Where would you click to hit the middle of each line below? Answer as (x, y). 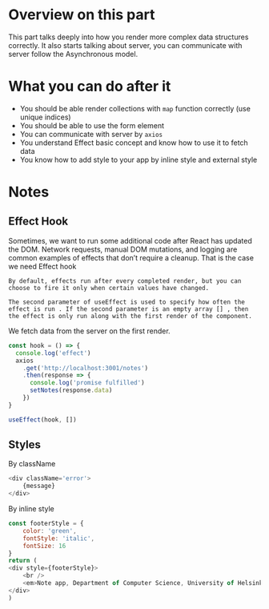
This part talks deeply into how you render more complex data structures (128, 37)
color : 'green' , (50, 530)
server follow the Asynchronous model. (73, 54)
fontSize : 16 (44, 546)
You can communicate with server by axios (91, 134)
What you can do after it (90, 87)
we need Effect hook (42, 266)
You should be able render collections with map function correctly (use (135, 108)
